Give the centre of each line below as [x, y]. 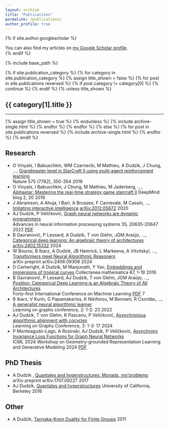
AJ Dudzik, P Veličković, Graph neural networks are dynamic [75, 213]
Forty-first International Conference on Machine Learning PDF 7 [78, 293]
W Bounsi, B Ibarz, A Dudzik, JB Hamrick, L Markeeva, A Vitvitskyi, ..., [85, 251]
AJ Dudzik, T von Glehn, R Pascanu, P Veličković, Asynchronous [79, 315]
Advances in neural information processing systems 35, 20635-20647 [85, 224]
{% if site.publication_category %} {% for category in [60, 73]
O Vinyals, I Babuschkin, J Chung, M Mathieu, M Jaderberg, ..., [77, 187]
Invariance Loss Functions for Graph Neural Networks [68, 336]
